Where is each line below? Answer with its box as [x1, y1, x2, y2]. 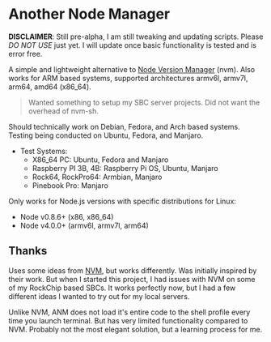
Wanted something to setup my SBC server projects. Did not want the [28, 97, 260, 107]
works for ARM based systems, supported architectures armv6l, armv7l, [8, 73, 248, 83]
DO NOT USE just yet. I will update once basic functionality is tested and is [8, 40, 257, 49]
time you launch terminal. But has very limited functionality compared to [8, 315, 248, 325]
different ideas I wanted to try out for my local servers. [8, 291, 190, 301]
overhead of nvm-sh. [28, 106, 99, 116]
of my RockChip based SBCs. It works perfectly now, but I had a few [8, 283, 236, 293]
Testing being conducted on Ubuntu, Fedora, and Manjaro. [8, 130, 204, 140]
